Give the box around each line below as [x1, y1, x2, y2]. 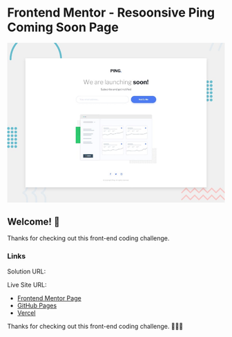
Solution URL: [7, 267, 46, 276]
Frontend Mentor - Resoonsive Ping [7, 5, 215, 21]
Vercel [17, 309, 36, 317]
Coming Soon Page [7, 19, 119, 35]
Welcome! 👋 [7, 215, 60, 227]
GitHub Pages [17, 301, 57, 309]
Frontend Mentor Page [17, 293, 81, 302]
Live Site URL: [7, 280, 47, 289]
